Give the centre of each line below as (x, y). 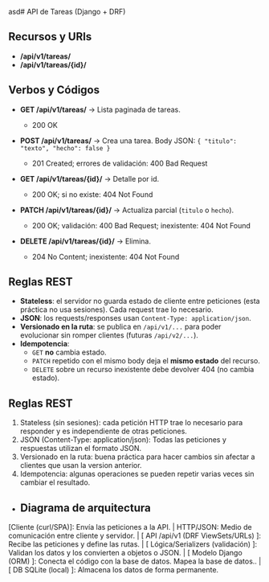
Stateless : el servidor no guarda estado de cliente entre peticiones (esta (140, 301)
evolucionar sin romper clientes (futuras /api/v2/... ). (109, 335)
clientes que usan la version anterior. (81, 465)
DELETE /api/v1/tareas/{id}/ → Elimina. (85, 241)
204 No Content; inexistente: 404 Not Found (106, 256)
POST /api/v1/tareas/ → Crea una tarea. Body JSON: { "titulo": (128, 141)
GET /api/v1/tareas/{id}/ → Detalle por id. (90, 178)
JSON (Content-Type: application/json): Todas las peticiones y (123, 440)
